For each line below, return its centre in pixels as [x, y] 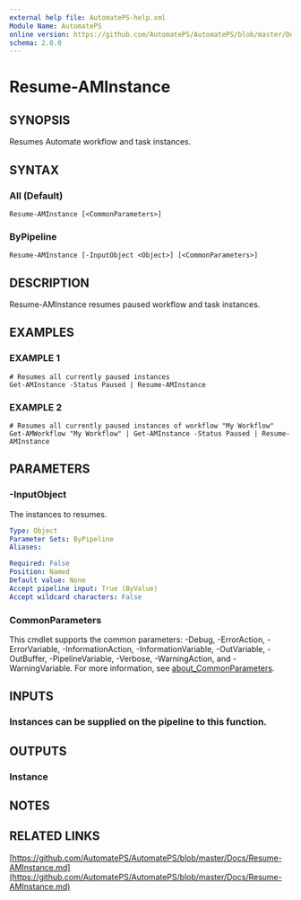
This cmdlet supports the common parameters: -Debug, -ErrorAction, [138, 640]
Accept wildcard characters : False [76, 597]
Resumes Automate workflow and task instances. [100, 142]
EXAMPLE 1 [35, 358]
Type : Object [34, 531]
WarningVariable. [41, 668]
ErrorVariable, [35, 649]
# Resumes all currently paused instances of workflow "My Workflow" [142, 426]
